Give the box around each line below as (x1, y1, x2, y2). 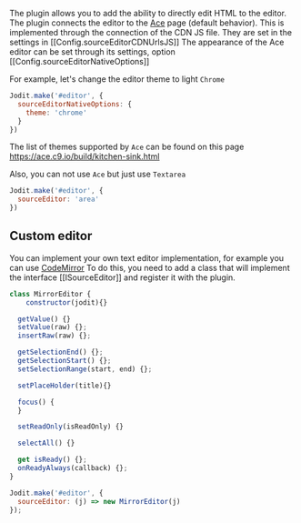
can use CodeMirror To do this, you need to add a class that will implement (9, 262, 290, 273)
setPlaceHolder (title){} (17, 381, 112, 390)
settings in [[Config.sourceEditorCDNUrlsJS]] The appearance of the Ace (9, 36, 285, 47)
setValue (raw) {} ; (17, 323, 88, 332)
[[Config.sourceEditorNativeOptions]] (9, 56, 150, 66)
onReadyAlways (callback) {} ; (17, 464, 128, 473)
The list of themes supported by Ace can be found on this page (9, 141, 245, 153)
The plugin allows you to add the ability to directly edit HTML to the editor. (9, 8, 287, 18)
